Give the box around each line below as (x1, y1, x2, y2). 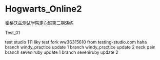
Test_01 (5, 30, 20, 35)
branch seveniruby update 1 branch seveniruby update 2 (5, 49, 119, 55)
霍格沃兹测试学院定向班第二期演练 (5, 20, 74, 26)
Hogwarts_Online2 (5, 3, 82, 15)
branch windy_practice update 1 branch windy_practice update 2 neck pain (5, 44, 156, 50)
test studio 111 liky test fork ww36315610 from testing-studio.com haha (5, 39, 147, 45)
